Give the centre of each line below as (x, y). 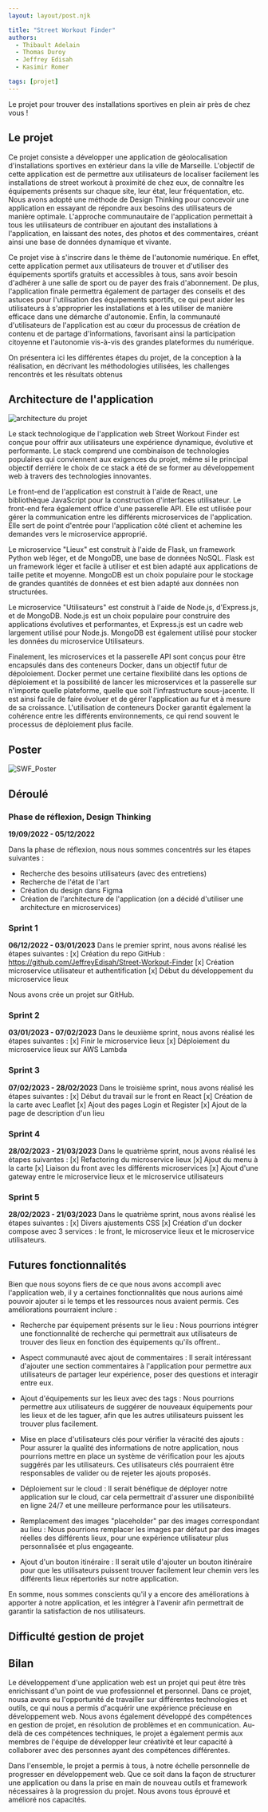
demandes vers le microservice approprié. (78, 534)
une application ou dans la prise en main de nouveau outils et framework (128, 1782)
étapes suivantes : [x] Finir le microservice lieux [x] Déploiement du (119, 1041)
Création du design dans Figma (71, 890)
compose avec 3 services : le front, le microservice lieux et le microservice (132, 1231)
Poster (25, 749)
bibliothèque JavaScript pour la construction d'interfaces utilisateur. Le (125, 500)
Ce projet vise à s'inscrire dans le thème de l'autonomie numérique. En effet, (134, 257)
